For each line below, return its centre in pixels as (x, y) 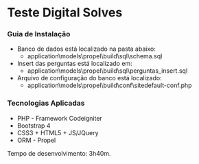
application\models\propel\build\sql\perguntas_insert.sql (107, 71)
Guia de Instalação (39, 34)
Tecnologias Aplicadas (46, 103)
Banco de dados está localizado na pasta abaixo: (86, 49)
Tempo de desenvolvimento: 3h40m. (59, 153)
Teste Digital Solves (65, 13)
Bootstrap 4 (34, 126)
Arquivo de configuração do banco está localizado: (90, 78)
